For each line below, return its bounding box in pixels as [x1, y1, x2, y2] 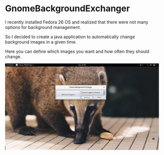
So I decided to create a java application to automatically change [5, 34, 135, 40]
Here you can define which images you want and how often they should [5, 48, 150, 54]
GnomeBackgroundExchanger [5, 3, 130, 14]
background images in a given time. [5, 39, 77, 44]
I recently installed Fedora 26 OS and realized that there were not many [5, 19, 148, 25]
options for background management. [5, 24, 82, 30]
